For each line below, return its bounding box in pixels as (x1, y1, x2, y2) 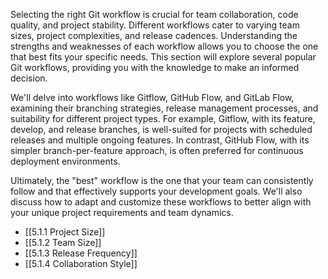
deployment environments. (10, 155, 121, 167)
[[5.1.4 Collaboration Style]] (24, 258, 138, 269)
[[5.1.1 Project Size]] (24, 226, 106, 238)
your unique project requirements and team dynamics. (10, 207, 234, 218)
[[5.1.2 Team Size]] (24, 237, 102, 248)
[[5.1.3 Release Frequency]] (24, 247, 138, 259)
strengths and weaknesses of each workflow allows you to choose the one (10, 40, 319, 52)
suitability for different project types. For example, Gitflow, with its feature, (10, 113, 316, 124)
